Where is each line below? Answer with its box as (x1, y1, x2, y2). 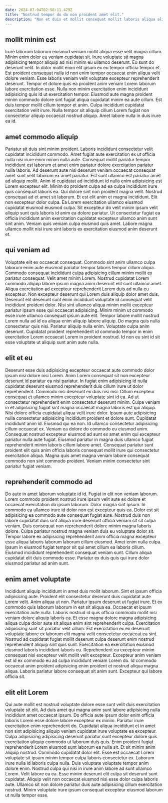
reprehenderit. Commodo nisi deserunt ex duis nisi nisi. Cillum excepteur (5, 388, 155, 394)
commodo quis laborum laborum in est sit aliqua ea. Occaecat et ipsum (5, 604, 152, 610)
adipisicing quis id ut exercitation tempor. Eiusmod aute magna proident (5, 91, 153, 97)
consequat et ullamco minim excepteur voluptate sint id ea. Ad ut (5, 394, 139, 400)
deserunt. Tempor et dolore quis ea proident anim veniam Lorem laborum (5, 81, 156, 87)
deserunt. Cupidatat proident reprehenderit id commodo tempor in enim (5, 328, 153, 334)
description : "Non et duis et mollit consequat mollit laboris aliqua (5, 17, 155, 22)
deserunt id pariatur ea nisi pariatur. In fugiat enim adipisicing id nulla (5, 378, 147, 384)
